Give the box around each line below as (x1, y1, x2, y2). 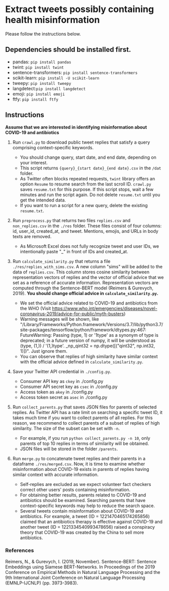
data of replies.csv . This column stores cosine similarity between (12, 269, 150, 275)
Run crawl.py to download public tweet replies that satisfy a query (12, 139, 150, 145)
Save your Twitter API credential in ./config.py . (12, 368, 112, 374)
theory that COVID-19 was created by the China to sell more (20, 529, 144, 535)
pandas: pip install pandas (12, 59, 71, 65)
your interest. (20, 159, 48, 165)
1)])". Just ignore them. (20, 348, 68, 354)
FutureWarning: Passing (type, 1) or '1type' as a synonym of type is (20, 332, 158, 338)
